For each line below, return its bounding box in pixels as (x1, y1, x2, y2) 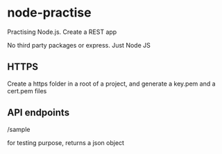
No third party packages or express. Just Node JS (7, 41, 151, 49)
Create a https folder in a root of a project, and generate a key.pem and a (7, 79, 216, 88)
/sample (7, 125, 31, 133)
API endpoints (7, 107, 70, 119)
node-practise (7, 5, 92, 21)
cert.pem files (7, 86, 47, 95)
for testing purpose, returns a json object (7, 138, 125, 146)
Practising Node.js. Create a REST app (7, 28, 117, 36)
